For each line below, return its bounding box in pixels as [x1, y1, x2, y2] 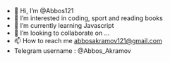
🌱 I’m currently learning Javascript [13, 22, 114, 29]
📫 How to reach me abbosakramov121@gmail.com [13, 37, 162, 45]
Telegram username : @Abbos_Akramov [13, 47, 132, 55]
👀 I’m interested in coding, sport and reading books [13, 14, 164, 22]
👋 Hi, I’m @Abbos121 [13, 7, 74, 15]
